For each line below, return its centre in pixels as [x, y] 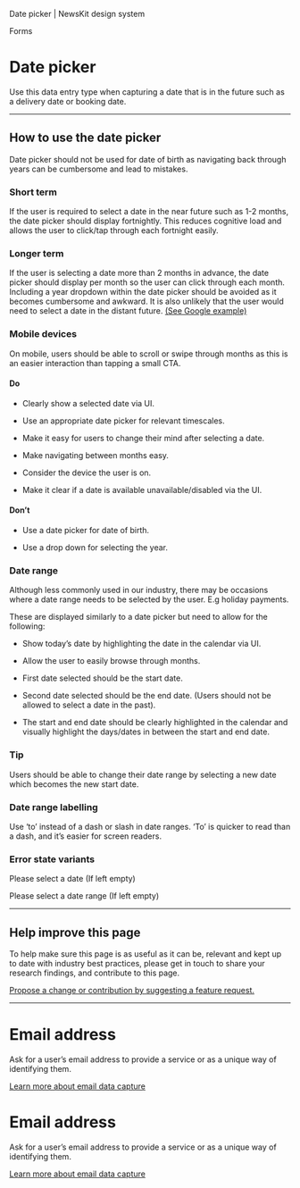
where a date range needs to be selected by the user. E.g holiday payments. [149, 599]
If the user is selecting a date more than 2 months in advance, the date [139, 273]
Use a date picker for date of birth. [86, 531]
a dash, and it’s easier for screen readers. [86, 836]
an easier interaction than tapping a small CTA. [95, 363]
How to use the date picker [85, 138]
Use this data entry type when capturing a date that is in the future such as [147, 92]
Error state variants [52, 859]
